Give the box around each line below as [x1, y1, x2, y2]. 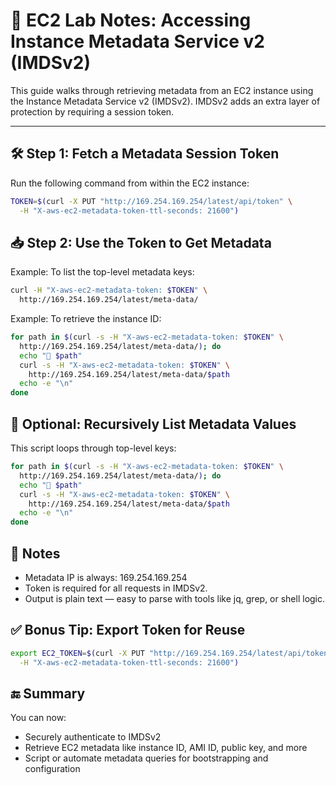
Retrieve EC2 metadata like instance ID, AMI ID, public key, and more [24, 742, 308, 754]
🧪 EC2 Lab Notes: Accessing [10, 9, 252, 32]
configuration [24, 763, 81, 775]
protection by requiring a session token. [10, 105, 175, 118]
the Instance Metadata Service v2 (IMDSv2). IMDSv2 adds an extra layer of [10, 95, 321, 107]
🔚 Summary [10, 685, 86, 702]
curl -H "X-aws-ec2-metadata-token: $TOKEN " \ [10, 285, 208, 296]
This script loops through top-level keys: [10, 442, 177, 454]
